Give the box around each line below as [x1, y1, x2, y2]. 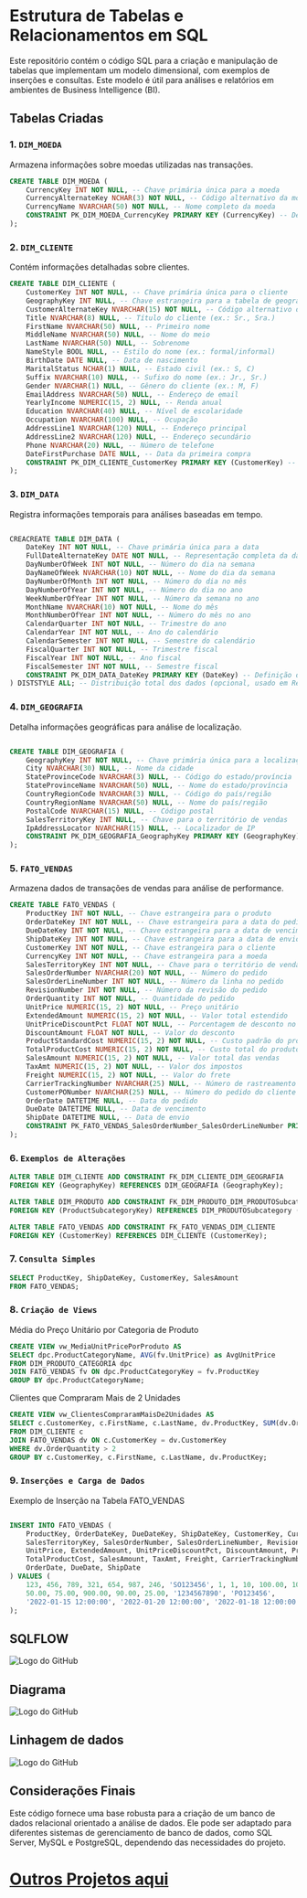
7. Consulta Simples [9, 1253, 96, 1265]
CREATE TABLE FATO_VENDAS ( [9, 901, 117, 910]
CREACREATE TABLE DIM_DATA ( [9, 534, 121, 544]
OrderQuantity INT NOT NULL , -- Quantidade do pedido [26, 994, 235, 1004]
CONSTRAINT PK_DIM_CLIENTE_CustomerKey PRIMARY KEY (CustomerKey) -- [26, 458, 297, 467]
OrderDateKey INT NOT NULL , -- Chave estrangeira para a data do [26, 918, 281, 927]
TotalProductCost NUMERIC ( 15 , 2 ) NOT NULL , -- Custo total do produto [26, 1045, 301, 1054]
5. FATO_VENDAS [9, 862, 73, 875]
